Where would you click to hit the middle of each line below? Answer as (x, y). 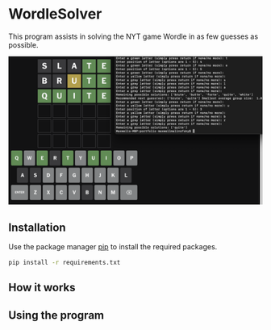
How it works (42, 288)
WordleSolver (55, 14)
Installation (37, 227)
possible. (23, 44)
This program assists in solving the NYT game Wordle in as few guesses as (133, 36)
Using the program (56, 315)
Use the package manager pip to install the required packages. (113, 247)
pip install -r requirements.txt (65, 263)
